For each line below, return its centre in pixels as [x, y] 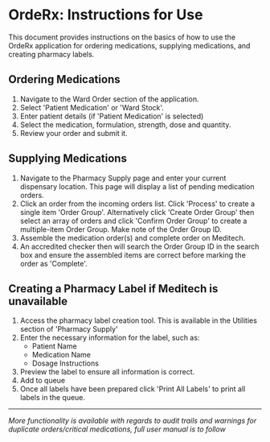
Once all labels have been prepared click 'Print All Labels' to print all [133, 389]
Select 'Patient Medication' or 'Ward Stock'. [92, 107]
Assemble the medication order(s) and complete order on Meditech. [133, 238]
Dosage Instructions [65, 363]
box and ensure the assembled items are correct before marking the [133, 254]
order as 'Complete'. [54, 263]
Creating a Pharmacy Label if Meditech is [113, 289]
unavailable [38, 301]
